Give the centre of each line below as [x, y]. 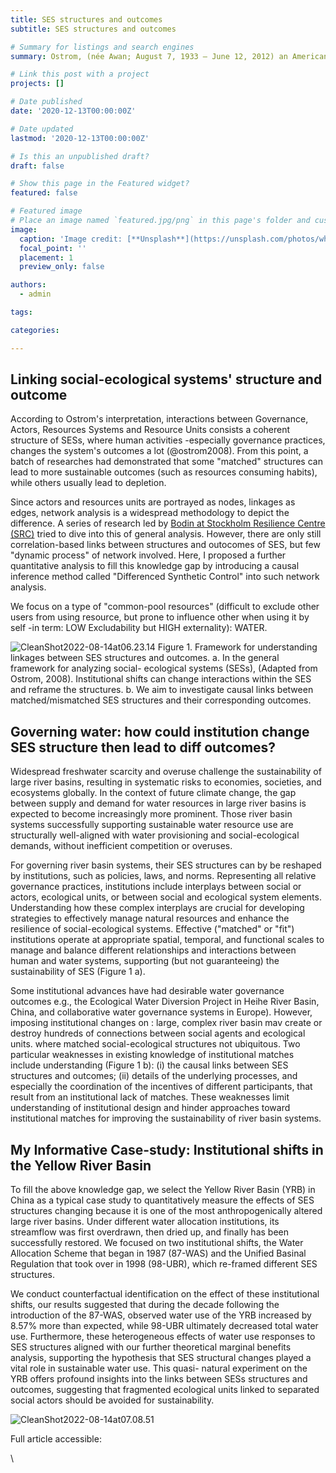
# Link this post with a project [80, 74]
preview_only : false [62, 267]
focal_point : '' [53, 248]
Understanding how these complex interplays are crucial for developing [157, 908]
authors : [28, 285]
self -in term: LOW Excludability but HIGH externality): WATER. [139, 628]
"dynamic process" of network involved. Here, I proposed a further [148, 555]
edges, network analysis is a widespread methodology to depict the [150, 513]
